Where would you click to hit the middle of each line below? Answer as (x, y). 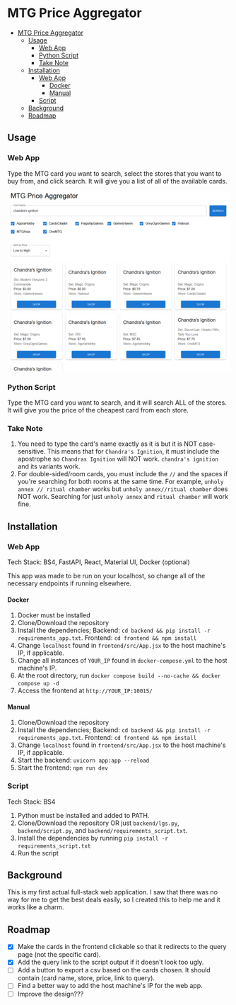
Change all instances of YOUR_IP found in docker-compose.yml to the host (122, 661)
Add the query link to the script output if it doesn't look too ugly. (111, 962)
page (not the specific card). (59, 955)
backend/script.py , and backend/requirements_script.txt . (103, 830)
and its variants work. (49, 466)
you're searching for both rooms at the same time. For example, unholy (120, 482)
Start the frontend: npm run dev (63, 768)
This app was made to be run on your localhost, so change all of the (106, 576)
